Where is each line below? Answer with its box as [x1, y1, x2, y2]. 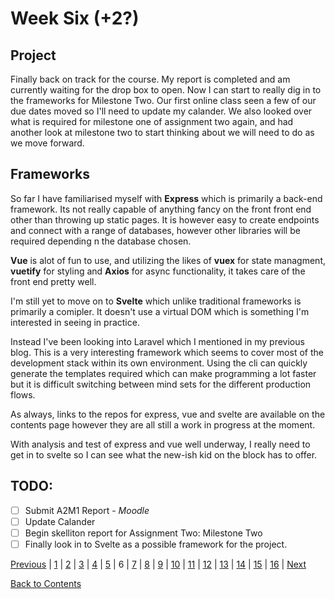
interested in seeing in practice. [10, 316, 140, 328]
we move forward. [10, 137, 85, 149]
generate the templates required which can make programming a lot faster [10, 367, 317, 379]
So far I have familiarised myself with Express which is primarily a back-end [10, 192, 323, 204]
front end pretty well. [10, 275, 97, 287]
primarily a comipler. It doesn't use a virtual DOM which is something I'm [10, 305, 310, 317]
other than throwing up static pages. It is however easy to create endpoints [10, 213, 320, 226]
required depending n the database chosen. [10, 235, 192, 247]
